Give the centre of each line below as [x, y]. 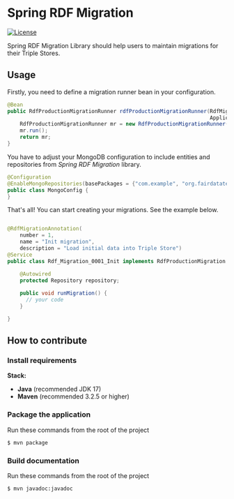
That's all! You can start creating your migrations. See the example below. [113, 210]
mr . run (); [34, 131]
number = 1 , [37, 235]
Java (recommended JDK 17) [59, 389]
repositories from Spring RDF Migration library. [74, 164]
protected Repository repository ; [70, 281]
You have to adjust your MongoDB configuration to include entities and [109, 157]
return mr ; [36, 137]
